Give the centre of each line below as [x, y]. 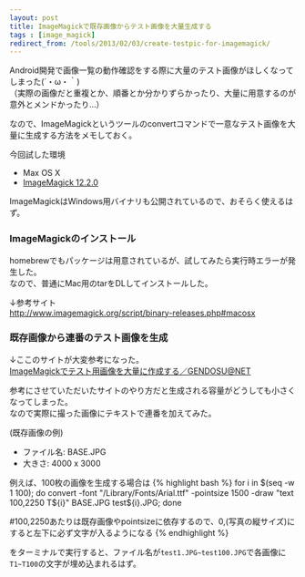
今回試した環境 [37, 155]
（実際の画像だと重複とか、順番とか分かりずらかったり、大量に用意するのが [153, 93]
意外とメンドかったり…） [57, 105]
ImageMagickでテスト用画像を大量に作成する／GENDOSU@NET [130, 371]
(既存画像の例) [36, 432]
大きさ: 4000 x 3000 [61, 463]
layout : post [34, 18]
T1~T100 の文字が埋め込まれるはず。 [75, 563]
